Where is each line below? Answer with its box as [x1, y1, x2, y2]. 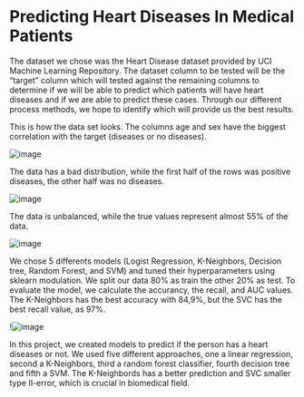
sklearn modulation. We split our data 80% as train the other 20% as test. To [9, 275, 296, 286]
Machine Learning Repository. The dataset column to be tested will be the [9, 65, 286, 76]
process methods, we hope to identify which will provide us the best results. [9, 103, 295, 114]
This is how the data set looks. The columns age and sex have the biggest [9, 121, 286, 132]
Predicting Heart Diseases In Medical [9, 6, 295, 27]
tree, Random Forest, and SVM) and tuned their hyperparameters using [9, 265, 275, 276]
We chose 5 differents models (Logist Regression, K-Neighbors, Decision [9, 256, 282, 266]
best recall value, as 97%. [9, 304, 106, 315]
